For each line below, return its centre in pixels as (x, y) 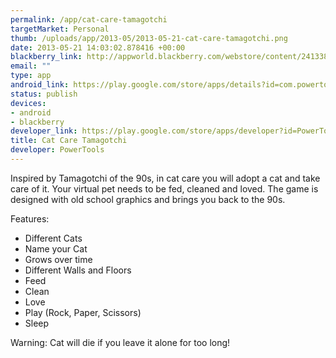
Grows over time (58, 259)
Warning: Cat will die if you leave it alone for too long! (120, 342)
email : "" (31, 66)
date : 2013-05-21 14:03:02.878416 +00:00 (98, 47)
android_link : (40, 85)
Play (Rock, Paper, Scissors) (83, 312)
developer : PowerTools (57, 150)
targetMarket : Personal (60, 29)
